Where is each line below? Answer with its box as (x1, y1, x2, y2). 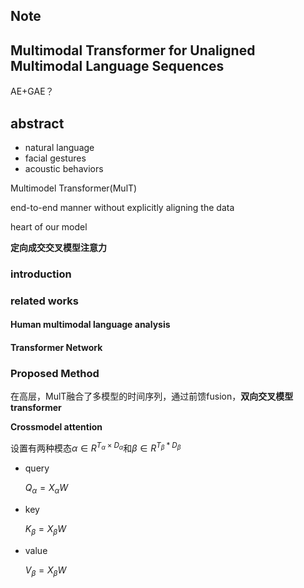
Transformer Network (10, 342, 103, 354)
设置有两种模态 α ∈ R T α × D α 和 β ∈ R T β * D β (10, 440, 182, 454)
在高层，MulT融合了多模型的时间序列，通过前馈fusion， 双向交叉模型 (10, 390, 294, 403)
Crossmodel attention (10, 421, 103, 433)
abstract (10, 115, 65, 132)
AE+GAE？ (10, 85, 55, 98)
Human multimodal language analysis (10, 319, 171, 331)
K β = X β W (24, 522, 67, 537)
